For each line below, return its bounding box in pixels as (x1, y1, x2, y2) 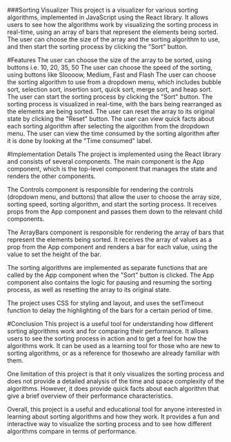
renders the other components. (7, 172, 96, 180)
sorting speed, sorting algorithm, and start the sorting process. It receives (7, 200, 217, 208)
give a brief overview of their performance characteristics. (7, 392, 174, 400)
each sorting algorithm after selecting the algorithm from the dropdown (7, 122, 210, 130)
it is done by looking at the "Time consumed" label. (7, 137, 152, 144)
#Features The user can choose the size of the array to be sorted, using (7, 56, 212, 64)
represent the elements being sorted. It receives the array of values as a (7, 236, 212, 244)
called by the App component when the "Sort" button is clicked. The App (7, 271, 214, 279)
